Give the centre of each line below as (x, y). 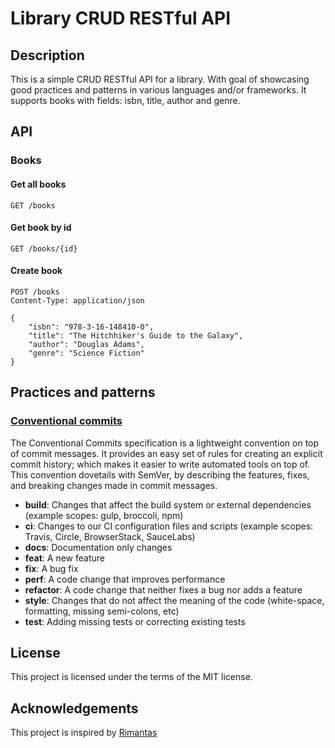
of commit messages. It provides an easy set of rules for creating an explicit (166, 453)
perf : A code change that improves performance (125, 579)
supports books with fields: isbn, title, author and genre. (125, 100)
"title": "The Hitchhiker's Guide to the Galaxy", (136, 335)
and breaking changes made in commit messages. (114, 485)
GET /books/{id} (44, 248)
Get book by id (41, 228)
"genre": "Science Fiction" (86, 353)
